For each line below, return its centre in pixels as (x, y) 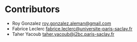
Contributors (32, 9)
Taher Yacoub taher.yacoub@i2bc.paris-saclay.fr (63, 34)
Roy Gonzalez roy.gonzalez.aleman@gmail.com (62, 23)
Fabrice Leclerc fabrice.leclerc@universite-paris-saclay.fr (72, 28)
